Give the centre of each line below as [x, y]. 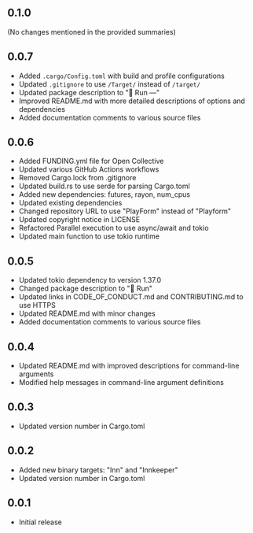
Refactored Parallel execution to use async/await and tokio [114, 228]
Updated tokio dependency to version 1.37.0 [90, 280]
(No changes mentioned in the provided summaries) [92, 31]
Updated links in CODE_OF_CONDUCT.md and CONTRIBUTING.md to [131, 297]
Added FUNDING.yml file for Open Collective [91, 161]
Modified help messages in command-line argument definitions [121, 383]
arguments [36, 374]
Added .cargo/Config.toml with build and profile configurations [121, 76]
